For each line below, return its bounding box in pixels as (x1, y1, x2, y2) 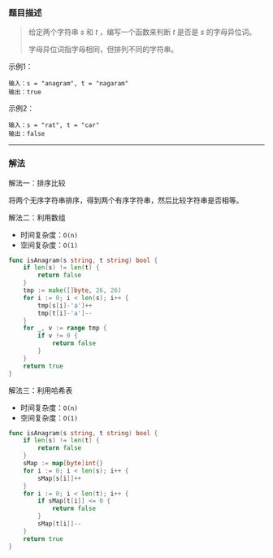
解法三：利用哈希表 (8, 385, 73, 395)
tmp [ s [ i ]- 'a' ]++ (37, 301, 93, 310)
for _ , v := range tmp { (23, 324, 107, 333)
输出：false (8, 130, 45, 138)
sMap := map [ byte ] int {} (23, 460, 104, 468)
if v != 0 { (37, 332, 79, 340)
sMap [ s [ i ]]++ (37, 474, 82, 482)
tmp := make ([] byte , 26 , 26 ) (23, 286, 122, 294)
